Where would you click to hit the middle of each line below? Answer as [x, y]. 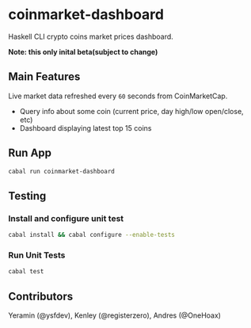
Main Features [44, 77]
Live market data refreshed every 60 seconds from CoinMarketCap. [118, 96]
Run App [30, 153]
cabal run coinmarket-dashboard [61, 171]
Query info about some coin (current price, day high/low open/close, [131, 111]
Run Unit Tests [37, 255]
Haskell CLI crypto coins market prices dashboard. [91, 36]
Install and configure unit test [66, 218]
